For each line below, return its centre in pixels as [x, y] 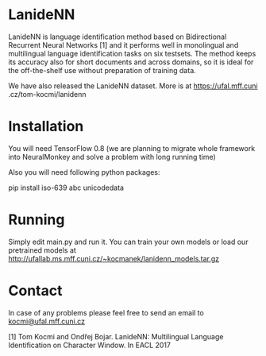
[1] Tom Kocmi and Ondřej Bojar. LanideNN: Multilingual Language [116, 336]
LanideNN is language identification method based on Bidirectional [118, 37]
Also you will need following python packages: [84, 172]
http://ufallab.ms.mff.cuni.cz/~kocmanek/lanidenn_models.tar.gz [114, 258]
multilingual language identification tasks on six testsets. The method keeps [132, 53]
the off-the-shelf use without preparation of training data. [102, 70]
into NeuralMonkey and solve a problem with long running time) [112, 157]
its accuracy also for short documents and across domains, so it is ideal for [131, 62]
